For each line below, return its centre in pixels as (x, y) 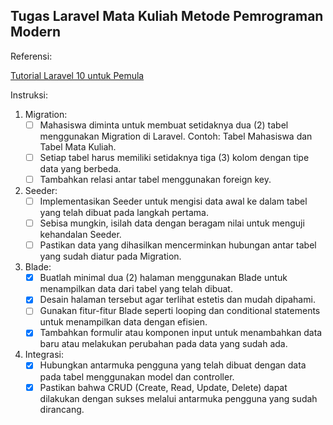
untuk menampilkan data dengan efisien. (123, 322)
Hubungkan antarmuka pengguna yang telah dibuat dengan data (173, 365)
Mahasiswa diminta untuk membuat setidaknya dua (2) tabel (164, 125)
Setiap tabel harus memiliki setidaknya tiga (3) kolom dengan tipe (174, 157)
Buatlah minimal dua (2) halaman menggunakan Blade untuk (163, 278)
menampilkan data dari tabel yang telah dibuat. (136, 289)
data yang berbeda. (80, 168)
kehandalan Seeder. (80, 235)
